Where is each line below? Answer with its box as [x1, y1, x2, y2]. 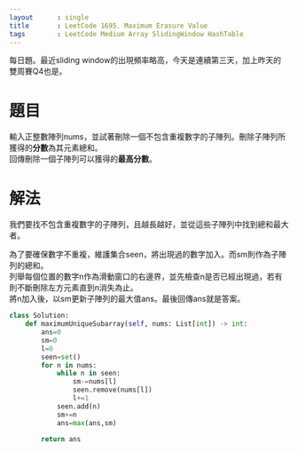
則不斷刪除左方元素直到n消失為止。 [9, 282, 139, 293]
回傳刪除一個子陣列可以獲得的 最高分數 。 [9, 154, 157, 164]
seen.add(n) [56, 401, 101, 411]
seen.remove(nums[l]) [72, 385, 153, 395]
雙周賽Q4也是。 [9, 66, 67, 76]
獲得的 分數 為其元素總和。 [9, 143, 103, 154]
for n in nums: [41, 360, 98, 369]
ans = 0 [41, 328, 62, 336]
